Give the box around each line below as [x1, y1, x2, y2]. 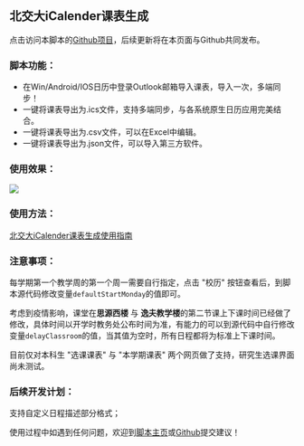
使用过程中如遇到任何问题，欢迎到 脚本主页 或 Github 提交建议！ [9, 427, 241, 438]
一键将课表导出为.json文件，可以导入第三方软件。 [22, 138, 208, 149]
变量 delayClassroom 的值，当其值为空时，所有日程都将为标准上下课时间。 [9, 330, 280, 341]
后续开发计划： [9, 385, 75, 398]
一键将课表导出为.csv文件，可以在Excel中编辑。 [22, 127, 202, 138]
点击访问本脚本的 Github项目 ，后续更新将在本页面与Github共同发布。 [9, 34, 265, 45]
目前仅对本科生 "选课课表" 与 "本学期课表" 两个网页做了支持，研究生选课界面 [9, 349, 295, 360]
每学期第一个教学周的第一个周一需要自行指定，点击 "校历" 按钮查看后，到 [9, 277, 283, 288]
